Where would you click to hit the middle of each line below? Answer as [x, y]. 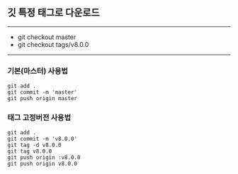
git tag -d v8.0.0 [34, 145]
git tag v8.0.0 [30, 151]
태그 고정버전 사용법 [39, 118]
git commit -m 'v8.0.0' [42, 139]
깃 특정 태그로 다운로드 [54, 13]
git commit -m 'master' [42, 92]
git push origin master [42, 99]
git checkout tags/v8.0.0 [53, 44]
